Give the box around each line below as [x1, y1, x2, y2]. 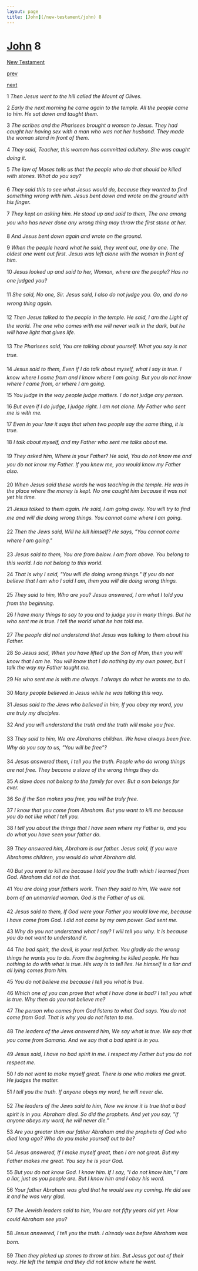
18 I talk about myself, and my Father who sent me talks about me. [6, 439, 168, 446]
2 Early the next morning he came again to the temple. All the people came [6, 104, 189, 112]
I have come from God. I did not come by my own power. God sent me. [6, 917, 178, 924]
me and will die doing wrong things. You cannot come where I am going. [6, 515, 182, 522]
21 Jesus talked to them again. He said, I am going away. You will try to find [6, 506, 190, 513]
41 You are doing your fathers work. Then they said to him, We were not [6, 885, 181, 893]
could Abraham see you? [6, 1216, 68, 1223]
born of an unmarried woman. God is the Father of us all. [6, 894, 146, 902]
